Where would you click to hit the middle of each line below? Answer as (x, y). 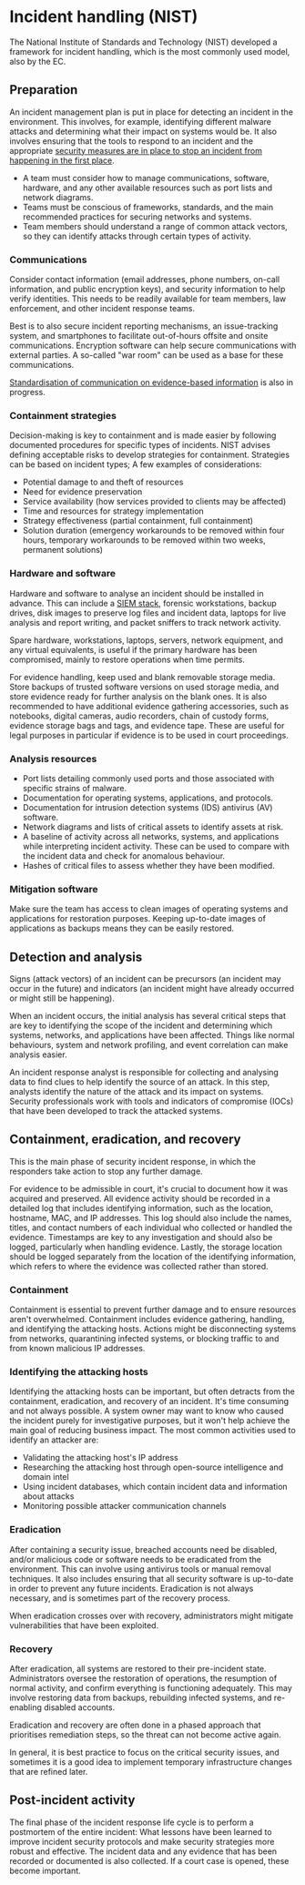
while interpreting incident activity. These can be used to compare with (156, 846)
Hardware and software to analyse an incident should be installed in (137, 593)
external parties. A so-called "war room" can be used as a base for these (147, 355)
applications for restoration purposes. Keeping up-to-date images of (138, 919)
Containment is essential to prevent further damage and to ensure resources (153, 1309)
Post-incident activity (72, 1800)
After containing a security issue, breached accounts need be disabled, (143, 1549)
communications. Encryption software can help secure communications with (153, 346)
